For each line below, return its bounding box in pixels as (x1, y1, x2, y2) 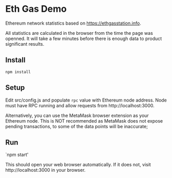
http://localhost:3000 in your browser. (5, 167, 86, 173)
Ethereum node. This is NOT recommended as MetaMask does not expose (5, 117, 163, 124)
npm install (5, 69, 31, 74)
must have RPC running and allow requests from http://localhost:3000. (5, 102, 155, 108)
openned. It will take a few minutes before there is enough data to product (5, 35, 162, 42)
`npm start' (5, 152, 29, 158)
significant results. (5, 41, 45, 47)
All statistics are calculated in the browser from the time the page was (5, 30, 153, 36)
